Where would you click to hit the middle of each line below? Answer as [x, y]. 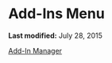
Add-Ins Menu [56, 14]
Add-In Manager [35, 50]
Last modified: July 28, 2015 [56, 35]
